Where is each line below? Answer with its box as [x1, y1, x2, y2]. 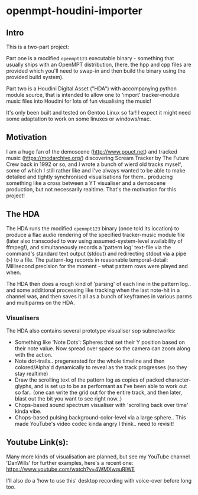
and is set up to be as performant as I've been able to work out [34, 382, 187, 389]
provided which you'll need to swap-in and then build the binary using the [6, 67, 186, 74]
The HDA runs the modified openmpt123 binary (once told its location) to [6, 224, 179, 232]
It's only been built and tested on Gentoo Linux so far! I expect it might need [6, 109, 191, 116]
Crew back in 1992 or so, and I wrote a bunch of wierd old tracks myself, [6, 161, 183, 168]
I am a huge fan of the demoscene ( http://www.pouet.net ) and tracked [6, 148, 177, 155]
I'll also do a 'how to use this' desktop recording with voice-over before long [6, 477, 192, 484]
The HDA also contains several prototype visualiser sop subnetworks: [6, 327, 176, 334]
